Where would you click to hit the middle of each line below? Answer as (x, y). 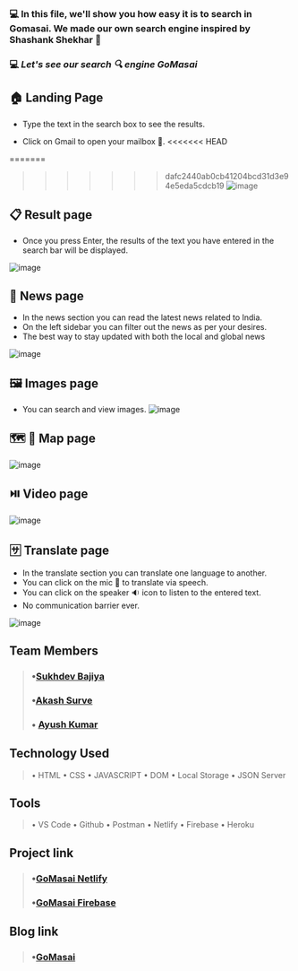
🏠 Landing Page (56, 98)
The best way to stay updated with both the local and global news (144, 337)
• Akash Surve (62, 700)
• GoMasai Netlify (69, 879)
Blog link (34, 931)
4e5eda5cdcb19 (195, 186)
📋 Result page (51, 215)
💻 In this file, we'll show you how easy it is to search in (131, 13)
